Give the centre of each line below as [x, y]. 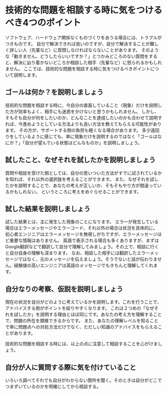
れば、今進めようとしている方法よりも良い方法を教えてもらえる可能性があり [83, 124]
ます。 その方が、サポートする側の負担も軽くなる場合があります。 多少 [78, 130]
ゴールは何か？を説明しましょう [54, 92]
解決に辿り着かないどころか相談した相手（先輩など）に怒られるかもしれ [88, 62]
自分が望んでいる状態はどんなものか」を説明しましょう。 [83, 142]
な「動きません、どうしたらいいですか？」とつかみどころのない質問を [77, 56]
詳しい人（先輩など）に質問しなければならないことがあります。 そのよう [84, 50]
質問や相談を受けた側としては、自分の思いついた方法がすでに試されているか [84, 173]
